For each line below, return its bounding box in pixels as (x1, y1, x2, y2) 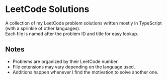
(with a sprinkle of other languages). (5, 25, 80, 31)
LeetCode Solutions (5, 3, 90, 15)
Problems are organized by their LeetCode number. (12, 58, 119, 64)
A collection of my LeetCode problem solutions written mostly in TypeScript (5, 20, 162, 26)
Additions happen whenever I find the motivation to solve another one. (12, 69, 158, 75)
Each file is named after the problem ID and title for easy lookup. (5, 30, 138, 36)
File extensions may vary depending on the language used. (12, 63, 135, 69)
